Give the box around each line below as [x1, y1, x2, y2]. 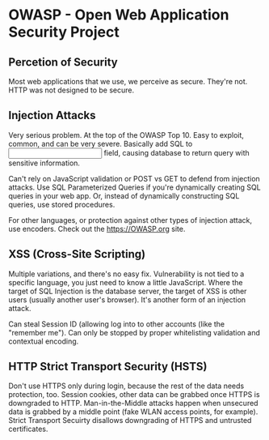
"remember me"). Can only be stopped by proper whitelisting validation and [8, 327, 260, 337]
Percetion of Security [8, 55, 119, 69]
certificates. [8, 424, 48, 434]
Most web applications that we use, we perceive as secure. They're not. [8, 77, 248, 86]
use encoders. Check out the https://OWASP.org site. [8, 224, 186, 233]
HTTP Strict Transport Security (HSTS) [8, 360, 208, 374]
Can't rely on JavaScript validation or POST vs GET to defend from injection [8, 173, 260, 183]
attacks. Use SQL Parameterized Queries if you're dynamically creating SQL [8, 182, 261, 192]
